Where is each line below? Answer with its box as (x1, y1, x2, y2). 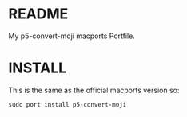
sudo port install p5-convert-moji (8, 100, 127, 108)
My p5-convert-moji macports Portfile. (8, 31, 136, 41)
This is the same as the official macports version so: (8, 85, 180, 95)
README (8, 5, 69, 23)
